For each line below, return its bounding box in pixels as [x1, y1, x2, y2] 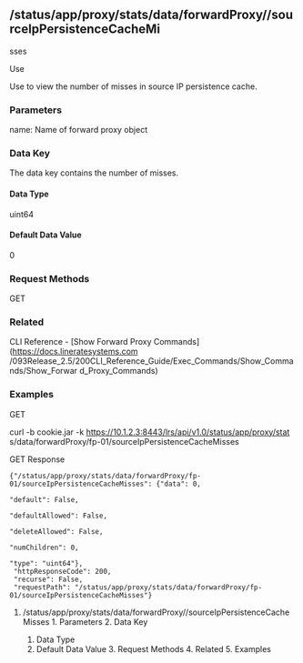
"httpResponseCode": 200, [13, 567, 112, 576]
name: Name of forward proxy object [9, 125, 148, 136]
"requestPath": [13, 582, 71, 592]
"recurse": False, [13, 575, 84, 584]
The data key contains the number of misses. [9, 167, 179, 178]
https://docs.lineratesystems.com [12, 346, 138, 357]
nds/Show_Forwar [9, 366, 78, 377]
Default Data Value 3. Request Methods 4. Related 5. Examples [35, 643, 271, 654]
